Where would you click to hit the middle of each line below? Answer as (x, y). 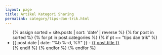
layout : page (19, 9)
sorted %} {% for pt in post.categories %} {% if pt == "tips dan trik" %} (85, 37)
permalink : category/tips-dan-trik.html (47, 18)
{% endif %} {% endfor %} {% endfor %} (54, 48)
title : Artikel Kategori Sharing (40, 14)
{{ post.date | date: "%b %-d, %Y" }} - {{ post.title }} (66, 43)
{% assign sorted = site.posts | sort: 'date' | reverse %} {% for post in (83, 33)
